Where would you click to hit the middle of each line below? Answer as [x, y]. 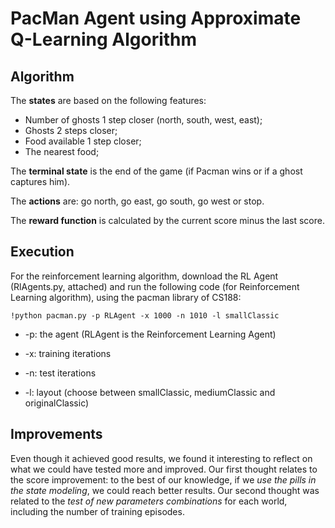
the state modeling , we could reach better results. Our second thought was [165, 490]
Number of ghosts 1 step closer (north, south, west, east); [143, 120]
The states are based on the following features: [108, 100]
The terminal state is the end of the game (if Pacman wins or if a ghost [156, 171]
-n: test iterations [60, 373]
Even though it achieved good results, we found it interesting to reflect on [161, 458]
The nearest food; [62, 151]
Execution [42, 252]
